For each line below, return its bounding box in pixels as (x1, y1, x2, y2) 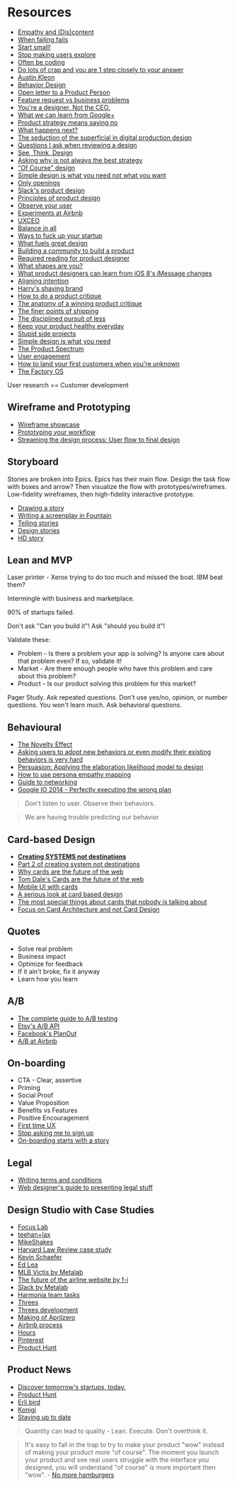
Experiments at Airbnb (17, 209, 83, 217)
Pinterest (17, 1336, 45, 1345)
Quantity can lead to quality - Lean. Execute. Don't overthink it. (24, 1426, 209, 1435)
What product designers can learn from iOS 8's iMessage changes (17, 269, 212, 277)
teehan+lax (17, 1231, 51, 1239)
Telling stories (17, 519, 59, 527)
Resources (7, 4, 72, 21)
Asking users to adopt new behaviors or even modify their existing (17, 748, 212, 756)
